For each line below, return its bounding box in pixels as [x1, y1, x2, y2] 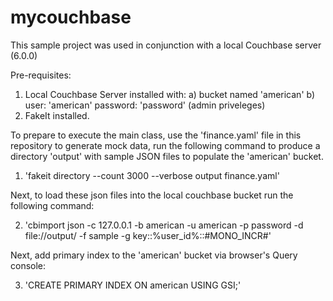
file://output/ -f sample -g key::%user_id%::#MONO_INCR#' [24, 229, 272, 241]
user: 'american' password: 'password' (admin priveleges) [24, 99, 266, 111]
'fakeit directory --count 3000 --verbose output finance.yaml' [24, 169, 280, 181]
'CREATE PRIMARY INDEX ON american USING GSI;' [24, 279, 242, 291]
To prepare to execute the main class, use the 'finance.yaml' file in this [10, 129, 302, 141]
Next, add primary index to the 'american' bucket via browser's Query [10, 249, 298, 261]
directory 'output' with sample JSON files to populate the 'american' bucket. [10, 150, 324, 162]
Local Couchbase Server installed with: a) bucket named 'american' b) [24, 88, 316, 100]
